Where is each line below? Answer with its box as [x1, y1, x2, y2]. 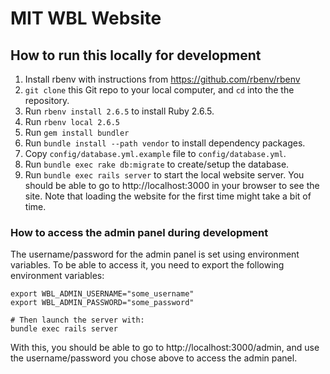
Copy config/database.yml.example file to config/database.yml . [24, 148, 287, 159]
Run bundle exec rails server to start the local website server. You [24, 169, 305, 181]
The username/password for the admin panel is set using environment [10, 248, 300, 261]
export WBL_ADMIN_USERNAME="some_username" [10, 289, 195, 299]
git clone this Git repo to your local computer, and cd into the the [24, 84, 295, 96]
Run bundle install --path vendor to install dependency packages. [24, 137, 306, 149]
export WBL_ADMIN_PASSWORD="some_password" [10, 298, 195, 308]
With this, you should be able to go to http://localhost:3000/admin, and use [10, 342, 320, 354]
